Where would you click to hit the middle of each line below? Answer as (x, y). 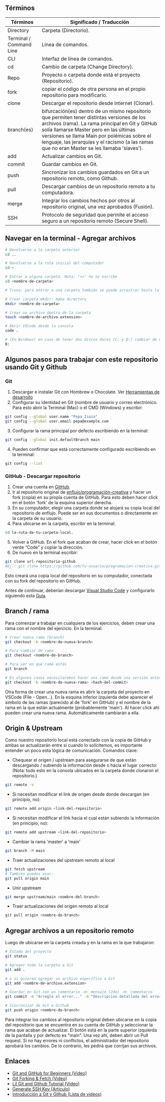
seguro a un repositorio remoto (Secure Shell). (95, 220)
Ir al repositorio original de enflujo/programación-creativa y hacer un (82, 492)
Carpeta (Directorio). (66, 30)
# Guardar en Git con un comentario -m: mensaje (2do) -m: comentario (79, 992)
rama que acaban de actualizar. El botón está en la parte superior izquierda (81, 1030)
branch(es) (20, 129)
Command (20, 44)
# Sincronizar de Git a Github (37, 1006)
